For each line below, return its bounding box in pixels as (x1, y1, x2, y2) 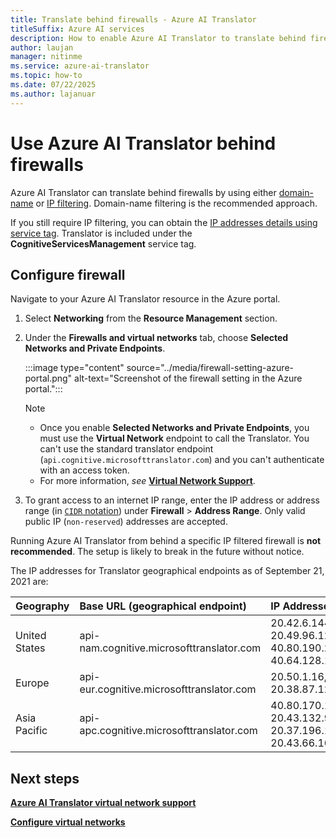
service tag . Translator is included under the (10, 227, 193, 239)
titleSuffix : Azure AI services (10, 24, 145, 34)
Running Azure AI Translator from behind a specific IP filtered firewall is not (10, 535, 322, 547)
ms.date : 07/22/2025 (10, 80, 97, 90)
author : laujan (10, 42, 74, 53)
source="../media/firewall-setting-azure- (126, 362, 294, 374)
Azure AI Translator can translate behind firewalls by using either (10, 186, 277, 198)
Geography (15, 599, 70, 613)
